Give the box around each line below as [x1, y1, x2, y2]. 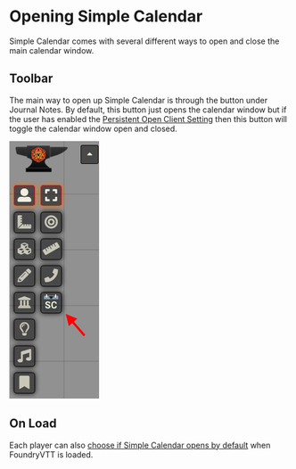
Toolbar [9, 71, 53, 86]
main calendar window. [9, 45, 95, 55]
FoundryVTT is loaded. [9, 448, 94, 460]
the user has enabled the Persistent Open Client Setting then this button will [9, 113, 288, 124]
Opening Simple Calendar [9, 6, 203, 27]
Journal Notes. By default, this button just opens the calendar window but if [9, 104, 287, 115]
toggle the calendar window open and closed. [9, 123, 178, 134]
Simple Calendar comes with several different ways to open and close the [9, 36, 280, 46]
